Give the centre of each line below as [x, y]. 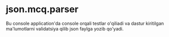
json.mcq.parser [42, 9]
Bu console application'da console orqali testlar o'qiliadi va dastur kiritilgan [85, 23]
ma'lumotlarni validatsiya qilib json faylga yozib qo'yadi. [65, 28]
